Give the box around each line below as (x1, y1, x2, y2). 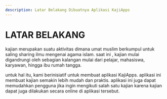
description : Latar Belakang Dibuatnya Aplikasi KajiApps (5, 7, 130, 13)
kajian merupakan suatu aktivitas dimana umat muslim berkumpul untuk (5, 46, 155, 52)
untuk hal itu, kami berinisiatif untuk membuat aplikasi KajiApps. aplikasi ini (5, 72, 161, 78)
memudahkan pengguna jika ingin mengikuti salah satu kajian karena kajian (5, 82, 162, 88)
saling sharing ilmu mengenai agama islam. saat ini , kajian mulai (5, 51, 139, 57)
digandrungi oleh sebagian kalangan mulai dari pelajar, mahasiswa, (5, 57, 145, 63)
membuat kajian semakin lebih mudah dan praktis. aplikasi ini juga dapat (5, 77, 156, 83)
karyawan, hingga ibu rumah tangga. (5, 62, 82, 68)
